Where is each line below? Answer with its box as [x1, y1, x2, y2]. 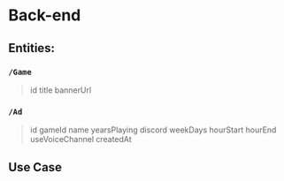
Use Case [8, 160, 63, 175]
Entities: [8, 41, 55, 56]
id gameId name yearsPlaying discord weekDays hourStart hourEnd [29, 124, 277, 135]
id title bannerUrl [29, 85, 92, 95]
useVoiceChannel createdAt [29, 134, 132, 145]
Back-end [8, 5, 81, 26]
